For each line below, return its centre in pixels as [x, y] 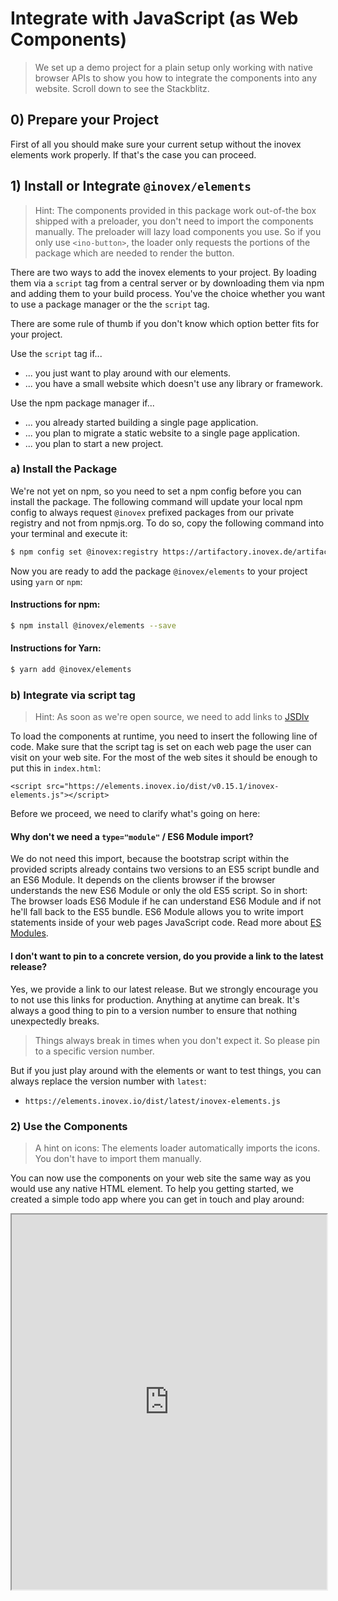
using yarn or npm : [46, 581]
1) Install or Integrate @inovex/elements [131, 186]
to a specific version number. [94, 1051]
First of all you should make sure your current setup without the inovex [156, 144]
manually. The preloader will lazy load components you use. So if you [178, 231]
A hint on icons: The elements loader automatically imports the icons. [177, 1148]
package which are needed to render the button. [134, 253]
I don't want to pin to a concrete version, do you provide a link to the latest [167, 956]
